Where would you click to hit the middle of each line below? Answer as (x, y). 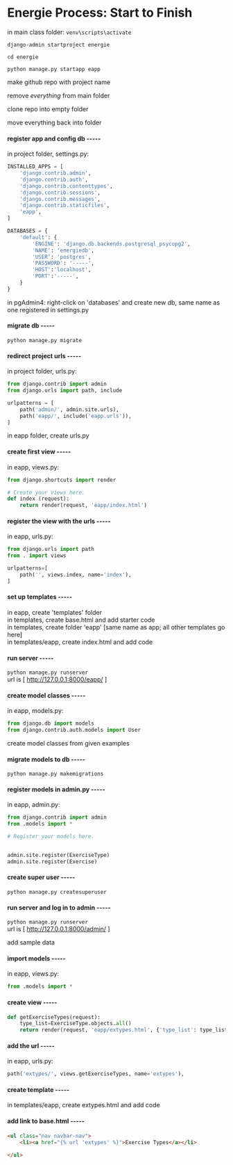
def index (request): (38, 499)
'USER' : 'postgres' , (62, 257)
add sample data (31, 942)
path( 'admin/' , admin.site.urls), (69, 409)
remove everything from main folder (59, 95)
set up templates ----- (40, 597)
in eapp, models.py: (35, 711)
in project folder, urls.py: (42, 371)
